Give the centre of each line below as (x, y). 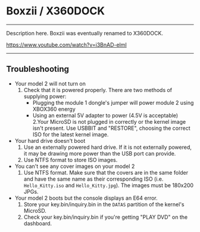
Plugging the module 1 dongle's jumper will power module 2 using (113, 102)
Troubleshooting (38, 69)
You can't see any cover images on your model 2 (75, 166)
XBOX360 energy (54, 109)
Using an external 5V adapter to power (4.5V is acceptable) (105, 115)
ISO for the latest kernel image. (71, 134)
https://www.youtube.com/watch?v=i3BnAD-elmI (66, 45)
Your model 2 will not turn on (50, 83)
